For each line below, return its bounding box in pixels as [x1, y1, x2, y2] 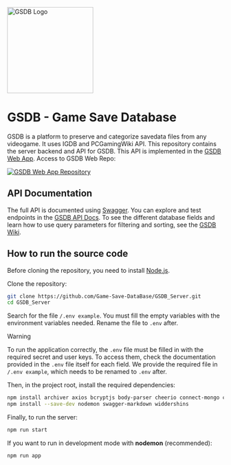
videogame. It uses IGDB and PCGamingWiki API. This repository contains [7, 139, 217, 147]
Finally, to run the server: [7, 413, 78, 422]
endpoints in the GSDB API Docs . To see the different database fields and [7, 213, 215, 221]
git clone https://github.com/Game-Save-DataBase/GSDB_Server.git [7, 293, 201, 300]
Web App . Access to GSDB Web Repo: [7, 154, 116, 163]
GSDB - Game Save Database [7, 110, 177, 125]
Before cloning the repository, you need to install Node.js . [7, 266, 170, 274]
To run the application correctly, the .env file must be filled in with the [7, 346, 204, 354]
